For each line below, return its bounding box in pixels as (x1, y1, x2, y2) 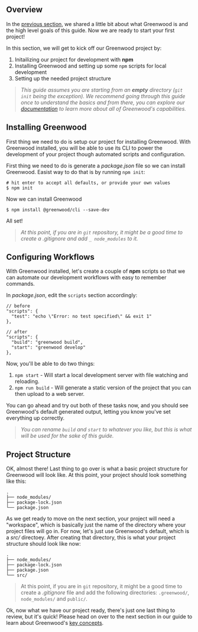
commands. (6, 280, 35, 288)
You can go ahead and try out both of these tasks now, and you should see (6, 402, 189, 409)
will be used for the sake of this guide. (20, 432, 114, 440)
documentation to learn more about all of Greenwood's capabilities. (20, 105, 186, 112)
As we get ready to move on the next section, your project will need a (6, 515, 176, 523)
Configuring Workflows (6, 252, 95, 262)
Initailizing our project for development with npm (14, 56, 134, 63)
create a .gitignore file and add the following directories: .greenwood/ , (20, 589, 190, 596)
